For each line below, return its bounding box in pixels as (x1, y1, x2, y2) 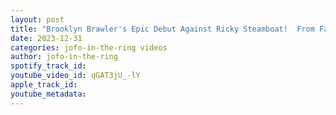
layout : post (10, 14, 65, 25)
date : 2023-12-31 (10, 33, 83, 43)
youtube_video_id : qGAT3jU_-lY (10, 71, 141, 81)
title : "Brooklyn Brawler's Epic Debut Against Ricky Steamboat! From (10, 24, 315, 34)
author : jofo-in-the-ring (10, 52, 118, 62)
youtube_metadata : (10, 89, 87, 99)
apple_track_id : (10, 80, 78, 90)
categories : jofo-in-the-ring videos (10, 42, 168, 53)
